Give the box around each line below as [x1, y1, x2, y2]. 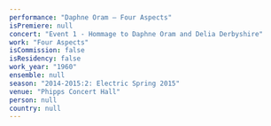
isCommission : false [9, 46, 86, 55]
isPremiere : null [9, 21, 74, 30]
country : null [9, 104, 62, 113]
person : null [9, 95, 58, 105]
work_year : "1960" [9, 63, 77, 72]
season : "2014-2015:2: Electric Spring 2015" [9, 79, 180, 88]
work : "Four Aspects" [9, 37, 89, 47]
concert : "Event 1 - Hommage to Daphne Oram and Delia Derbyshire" [9, 29, 264, 38]
